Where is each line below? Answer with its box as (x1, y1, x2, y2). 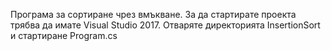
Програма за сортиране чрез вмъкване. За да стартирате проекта (10, 9, 297, 20)
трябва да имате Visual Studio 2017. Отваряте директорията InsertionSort (10, 19, 321, 31)
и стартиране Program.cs (10, 30, 118, 41)
